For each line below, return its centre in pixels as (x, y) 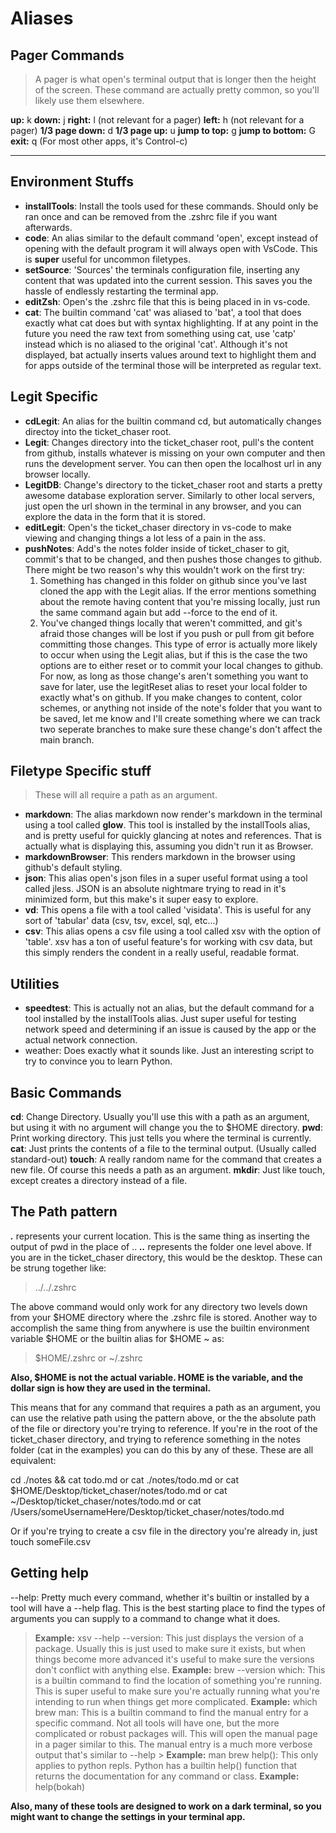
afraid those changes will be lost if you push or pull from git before (177, 633)
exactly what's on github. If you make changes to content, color (171, 697)
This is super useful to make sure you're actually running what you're (177, 1691)
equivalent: (33, 1460)
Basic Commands (66, 1092)
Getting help (49, 1573)
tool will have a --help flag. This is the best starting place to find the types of (168, 1608)
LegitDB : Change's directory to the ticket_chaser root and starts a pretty (173, 484)
